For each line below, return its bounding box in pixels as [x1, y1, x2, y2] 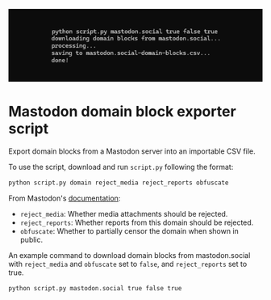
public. [19, 235, 44, 245]
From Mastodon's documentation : [8, 193, 121, 203]
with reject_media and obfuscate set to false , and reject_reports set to [8, 260, 248, 269]
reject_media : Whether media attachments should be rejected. [19, 209, 228, 219]
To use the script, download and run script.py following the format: [8, 163, 234, 172]
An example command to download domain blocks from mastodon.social [8, 251, 251, 260]
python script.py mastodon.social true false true [8, 285, 182, 293]
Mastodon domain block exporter [8, 103, 236, 121]
